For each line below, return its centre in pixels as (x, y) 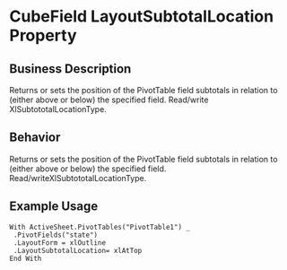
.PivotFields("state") (56, 235)
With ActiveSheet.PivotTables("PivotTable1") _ (100, 227)
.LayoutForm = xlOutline (59, 243)
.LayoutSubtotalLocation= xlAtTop (78, 250)
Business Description (70, 69)
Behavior (35, 138)
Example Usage (54, 207)
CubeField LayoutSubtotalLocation (142, 17)
